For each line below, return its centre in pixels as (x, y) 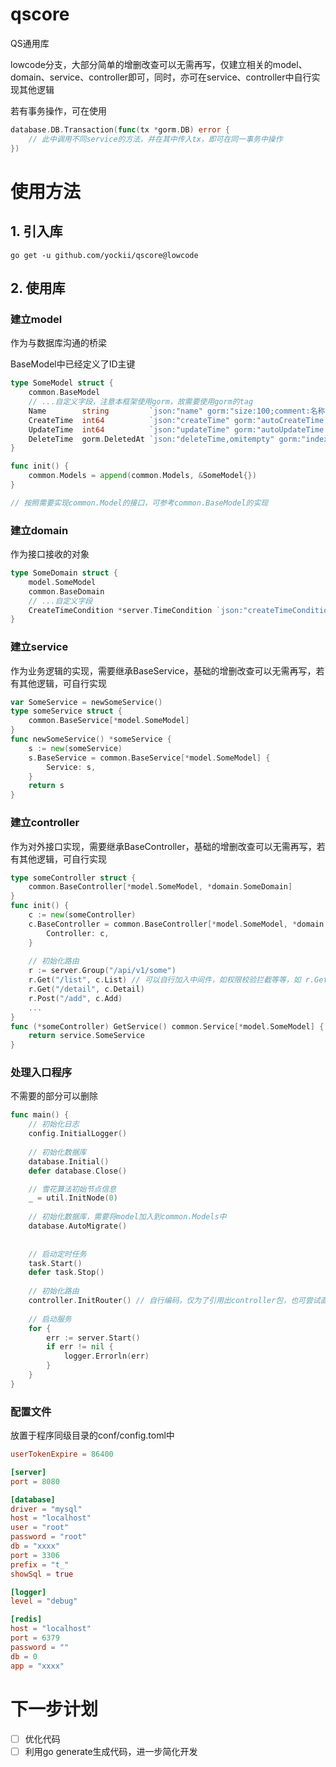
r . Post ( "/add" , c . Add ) (75, 998)
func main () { (40, 1115)
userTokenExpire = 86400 (62, 1454)
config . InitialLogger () (78, 1134)
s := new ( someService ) (75, 748)
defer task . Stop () (66, 1273)
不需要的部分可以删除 (54, 1096)
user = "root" (40, 1528)
